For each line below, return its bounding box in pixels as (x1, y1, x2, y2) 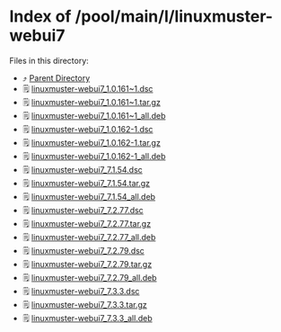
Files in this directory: (9, 55, 90, 66)
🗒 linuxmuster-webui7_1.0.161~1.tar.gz (22, 96, 162, 107)
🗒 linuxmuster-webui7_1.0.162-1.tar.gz (22, 137, 162, 148)
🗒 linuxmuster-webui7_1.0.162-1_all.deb (22, 150, 166, 161)
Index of (9, 6, 72, 27)
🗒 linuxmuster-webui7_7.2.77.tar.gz (22, 218, 151, 229)
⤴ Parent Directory (22, 72, 91, 83)
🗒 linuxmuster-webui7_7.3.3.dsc (22, 285, 140, 296)
